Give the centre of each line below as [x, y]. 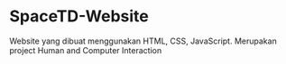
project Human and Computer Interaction [86, 50]
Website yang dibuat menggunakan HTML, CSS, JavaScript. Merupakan [143, 41]
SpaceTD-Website [79, 16]
